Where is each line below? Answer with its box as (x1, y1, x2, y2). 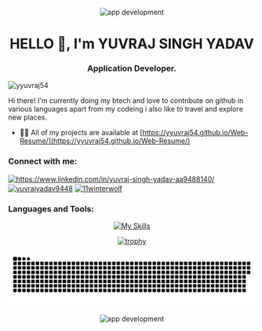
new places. (8, 112, 47, 122)
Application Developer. (87, 63, 176, 74)
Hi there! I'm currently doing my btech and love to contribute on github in (8, 96, 244, 105)
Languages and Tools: (8, 204, 94, 215)
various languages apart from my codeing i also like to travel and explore (8, 105, 243, 114)
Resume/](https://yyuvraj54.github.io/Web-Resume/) (19, 136, 191, 145)
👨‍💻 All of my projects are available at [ (19, 128, 143, 138)
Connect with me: (8, 156, 78, 167)
